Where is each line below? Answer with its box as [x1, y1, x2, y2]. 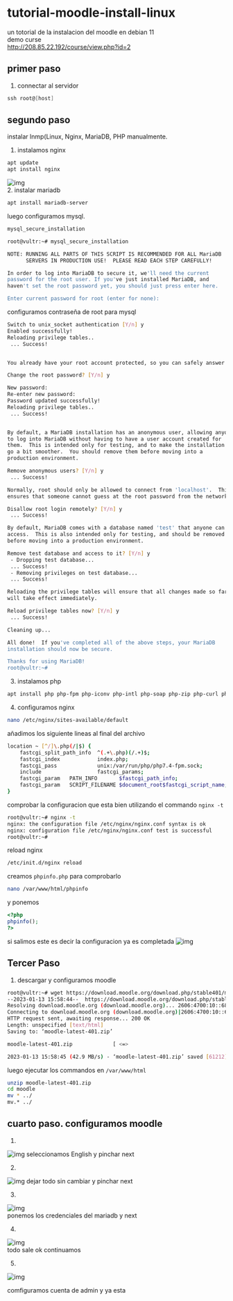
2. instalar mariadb [7, 186, 61, 194]
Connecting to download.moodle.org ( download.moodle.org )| [7, 1009, 182, 1016]
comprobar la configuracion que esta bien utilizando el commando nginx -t [7, 801, 224, 809]
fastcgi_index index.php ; [19, 755, 129, 763]
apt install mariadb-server [7, 200, 89, 207]
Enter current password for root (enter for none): [7, 295, 159, 302]
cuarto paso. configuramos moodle [7, 1118, 163, 1130]
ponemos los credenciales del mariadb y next [7, 1211, 137, 1220]
